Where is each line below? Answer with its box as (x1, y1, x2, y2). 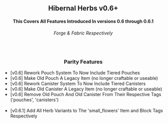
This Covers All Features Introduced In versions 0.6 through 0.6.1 (12, 18, 154, 24)
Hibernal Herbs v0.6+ (48, 4, 118, 13)
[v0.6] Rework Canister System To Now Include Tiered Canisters (10, 81, 146, 87)
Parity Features (63, 58, 103, 66)
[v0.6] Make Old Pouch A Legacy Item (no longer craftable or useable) (10, 75, 158, 81)
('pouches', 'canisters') (10, 97, 59, 103)
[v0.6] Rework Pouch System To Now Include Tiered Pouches (10, 70, 140, 76)
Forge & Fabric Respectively (53, 30, 113, 36)
